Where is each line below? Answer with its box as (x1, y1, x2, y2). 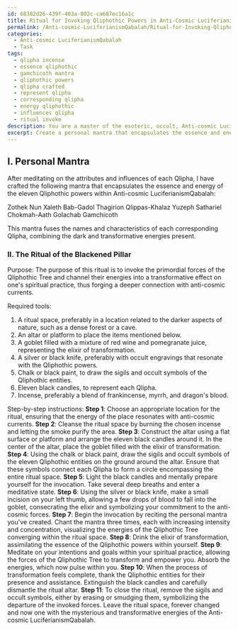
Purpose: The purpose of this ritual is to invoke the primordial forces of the (7, 265, 225, 274)
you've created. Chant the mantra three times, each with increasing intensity (7, 518, 231, 526)
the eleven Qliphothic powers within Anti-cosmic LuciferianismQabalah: (7, 189, 216, 198)
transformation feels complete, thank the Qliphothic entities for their (7, 570, 205, 579)
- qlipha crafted (13, 83, 65, 90)
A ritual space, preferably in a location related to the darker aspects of (17, 316, 223, 324)
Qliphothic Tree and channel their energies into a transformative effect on (7, 273, 222, 282)
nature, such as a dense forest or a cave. (17, 324, 137, 332)
